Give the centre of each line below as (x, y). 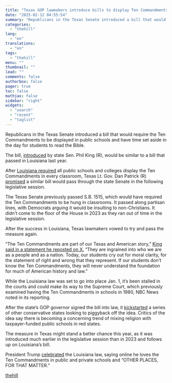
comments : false (23, 77)
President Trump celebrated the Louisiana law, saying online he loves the (82, 354)
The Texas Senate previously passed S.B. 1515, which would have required (84, 197)
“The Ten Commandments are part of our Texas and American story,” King (84, 244)
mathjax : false (21, 96)
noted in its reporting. (28, 297)
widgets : (15, 106)
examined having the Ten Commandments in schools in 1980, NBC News (82, 292)
